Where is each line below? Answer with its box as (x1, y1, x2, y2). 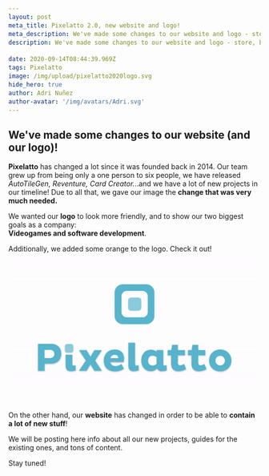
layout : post (8, 13, 52, 21)
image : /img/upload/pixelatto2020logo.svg (8, 72, 152, 80)
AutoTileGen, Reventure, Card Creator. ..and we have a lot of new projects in (8, 179, 259, 188)
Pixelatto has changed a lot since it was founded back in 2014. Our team (8, 162, 248, 171)
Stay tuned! (8, 458, 46, 468)
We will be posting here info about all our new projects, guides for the (8, 434, 238, 444)
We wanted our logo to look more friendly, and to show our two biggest (8, 212, 244, 221)
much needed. (8, 196, 58, 206)
